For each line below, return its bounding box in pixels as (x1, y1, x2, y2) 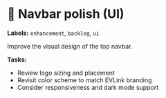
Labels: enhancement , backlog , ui (7, 29, 100, 37)
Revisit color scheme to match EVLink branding (17, 75, 152, 84)
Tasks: (7, 55, 27, 64)
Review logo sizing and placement (17, 69, 116, 77)
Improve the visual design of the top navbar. (7, 42, 133, 50)
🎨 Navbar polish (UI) (7, 6, 124, 22)
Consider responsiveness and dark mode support (17, 83, 159, 91)
